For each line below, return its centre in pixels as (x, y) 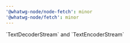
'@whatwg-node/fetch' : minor (42, 17)
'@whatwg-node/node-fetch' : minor (49, 12)
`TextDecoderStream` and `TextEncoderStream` (65, 34)
